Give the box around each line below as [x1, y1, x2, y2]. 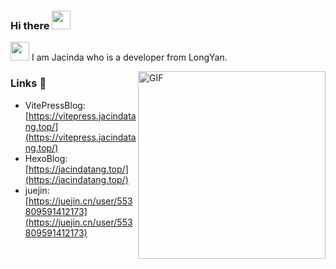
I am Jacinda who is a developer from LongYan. [31, 51, 228, 64]
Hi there [10, 18, 50, 32]
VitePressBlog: [24, 99, 86, 111]
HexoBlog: [24, 152, 68, 164]
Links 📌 [10, 76, 47, 90]
